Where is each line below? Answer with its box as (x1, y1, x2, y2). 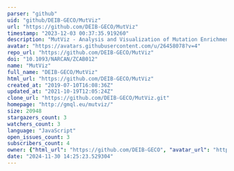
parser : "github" (7, 10, 58, 17)
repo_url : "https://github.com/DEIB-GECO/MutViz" (7, 50, 155, 57)
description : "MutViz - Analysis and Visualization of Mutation (7, 36, 198, 43)
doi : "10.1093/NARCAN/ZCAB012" (7, 56, 98, 63)
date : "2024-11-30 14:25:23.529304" (7, 153, 114, 161)
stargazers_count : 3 (7, 114, 68, 121)
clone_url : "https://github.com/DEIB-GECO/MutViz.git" (7, 95, 170, 102)
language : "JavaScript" (7, 127, 77, 134)
